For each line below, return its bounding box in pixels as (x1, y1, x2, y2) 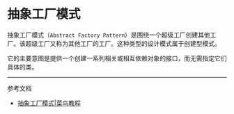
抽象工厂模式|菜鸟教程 (17, 99, 81, 107)
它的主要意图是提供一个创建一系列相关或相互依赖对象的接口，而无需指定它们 (7, 54, 227, 63)
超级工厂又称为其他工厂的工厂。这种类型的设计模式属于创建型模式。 (25, 39, 221, 47)
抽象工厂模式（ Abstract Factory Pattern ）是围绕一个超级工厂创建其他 (7, 31, 210, 39)
